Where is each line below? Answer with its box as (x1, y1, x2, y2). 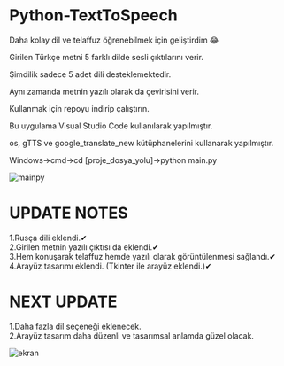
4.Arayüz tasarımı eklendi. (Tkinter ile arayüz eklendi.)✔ (9, 261, 212, 271)
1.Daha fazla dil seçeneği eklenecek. (9, 321, 142, 331)
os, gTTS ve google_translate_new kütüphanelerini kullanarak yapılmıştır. (9, 137, 274, 148)
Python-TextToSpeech (9, 5, 179, 26)
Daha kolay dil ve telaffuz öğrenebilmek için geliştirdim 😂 (9, 35, 219, 45)
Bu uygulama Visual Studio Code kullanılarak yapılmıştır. (9, 121, 213, 131)
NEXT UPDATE (9, 292, 118, 312)
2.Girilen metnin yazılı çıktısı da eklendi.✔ (9, 241, 159, 253)
